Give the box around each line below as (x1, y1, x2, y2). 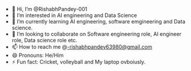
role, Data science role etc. (11, 37, 78, 43)
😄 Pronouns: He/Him (11, 52, 64, 59)
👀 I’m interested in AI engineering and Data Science (11, 12, 137, 19)
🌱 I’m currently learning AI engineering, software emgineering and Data (11, 18, 186, 25)
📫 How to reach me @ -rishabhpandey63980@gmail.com (11, 43, 153, 50)
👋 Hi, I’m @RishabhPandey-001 (11, 6, 88, 12)
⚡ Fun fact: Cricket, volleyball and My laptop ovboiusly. (11, 59, 146, 65)
